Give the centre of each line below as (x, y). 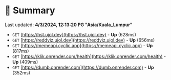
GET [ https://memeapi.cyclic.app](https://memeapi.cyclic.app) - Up (82, 45)
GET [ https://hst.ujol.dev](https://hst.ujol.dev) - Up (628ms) (74, 34)
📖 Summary (30, 11)
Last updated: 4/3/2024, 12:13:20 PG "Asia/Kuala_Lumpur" (69, 25)
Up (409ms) (25, 62)
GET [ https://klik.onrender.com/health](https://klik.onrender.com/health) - (89, 56)
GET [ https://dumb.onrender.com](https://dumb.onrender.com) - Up (83, 67)
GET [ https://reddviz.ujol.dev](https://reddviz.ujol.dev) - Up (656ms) (83, 40)
